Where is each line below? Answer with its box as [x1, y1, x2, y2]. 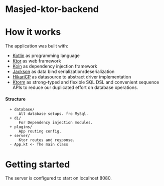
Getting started [5, 158, 70, 170]
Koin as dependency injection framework [12, 63, 98, 69]
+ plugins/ [10, 124, 33, 129]
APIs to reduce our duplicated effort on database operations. [12, 84, 138, 90]
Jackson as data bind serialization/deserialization [12, 68, 115, 74]
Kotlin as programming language [12, 52, 80, 58]
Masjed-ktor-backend [5, 3, 99, 15]
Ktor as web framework [12, 58, 61, 64]
